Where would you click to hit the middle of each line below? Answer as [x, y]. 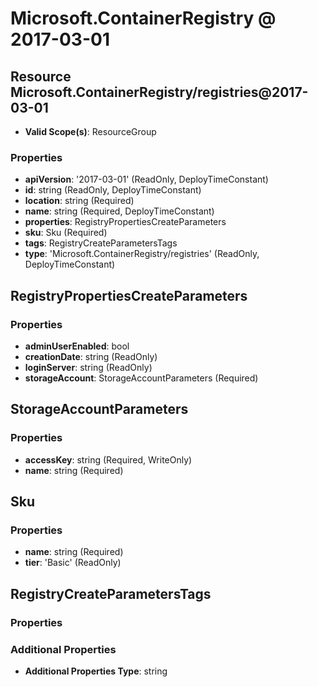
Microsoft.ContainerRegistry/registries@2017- [159, 92]
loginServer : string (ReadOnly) [88, 367]
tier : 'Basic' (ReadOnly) [73, 563]
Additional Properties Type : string [96, 671]
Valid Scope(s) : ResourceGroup [90, 131]
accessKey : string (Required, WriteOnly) [108, 459]
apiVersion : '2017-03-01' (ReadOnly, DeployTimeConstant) [146, 179]
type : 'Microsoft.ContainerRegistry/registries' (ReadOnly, [142, 254]
